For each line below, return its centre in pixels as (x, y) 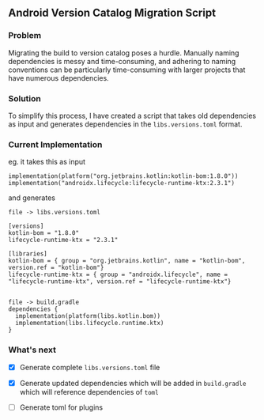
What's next (32, 350)
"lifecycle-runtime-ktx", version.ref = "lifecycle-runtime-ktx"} (120, 282)
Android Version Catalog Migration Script (112, 13)
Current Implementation (55, 144)
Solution (25, 98)
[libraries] (28, 254)
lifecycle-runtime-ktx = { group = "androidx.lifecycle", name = (118, 275)
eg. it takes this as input (47, 162)
